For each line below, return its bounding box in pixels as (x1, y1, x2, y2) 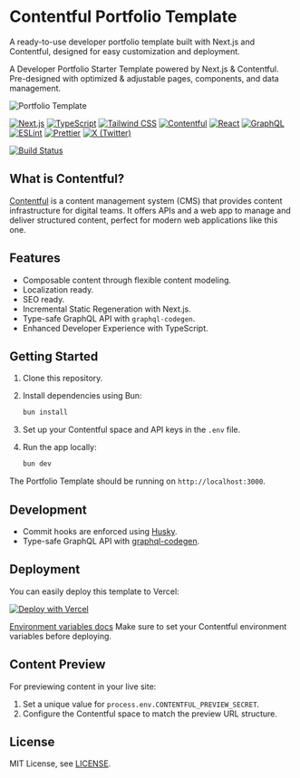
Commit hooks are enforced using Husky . (22, 525, 179, 536)
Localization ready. (22, 283, 94, 295)
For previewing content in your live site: (9, 681, 157, 692)
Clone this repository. (22, 373, 103, 384)
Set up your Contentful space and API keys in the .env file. (22, 424, 241, 436)
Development (9, 502, 88, 517)
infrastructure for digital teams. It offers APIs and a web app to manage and (9, 205, 292, 216)
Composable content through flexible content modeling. (22, 274, 232, 285)
